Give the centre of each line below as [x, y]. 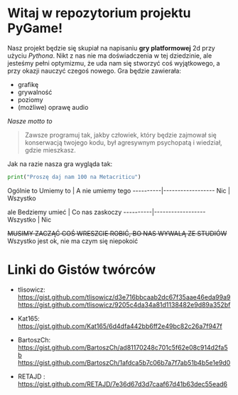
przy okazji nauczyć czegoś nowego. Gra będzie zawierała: [94, 71]
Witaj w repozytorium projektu [99, 13]
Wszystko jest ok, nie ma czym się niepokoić [73, 241]
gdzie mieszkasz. [50, 150]
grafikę [28, 84]
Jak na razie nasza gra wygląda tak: [60, 164]
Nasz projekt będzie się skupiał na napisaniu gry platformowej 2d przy [111, 48]
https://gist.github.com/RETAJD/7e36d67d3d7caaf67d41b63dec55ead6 [123, 384]
